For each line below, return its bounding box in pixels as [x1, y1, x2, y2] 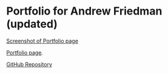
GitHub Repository [6, 61, 53, 68]
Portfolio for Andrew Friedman [6, 4, 163, 18]
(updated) [6, 17, 58, 31]
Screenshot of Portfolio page [6, 37, 79, 44]
